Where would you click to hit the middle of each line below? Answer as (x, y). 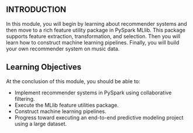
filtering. (25, 98)
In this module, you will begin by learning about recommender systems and (96, 23)
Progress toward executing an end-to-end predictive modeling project (99, 117)
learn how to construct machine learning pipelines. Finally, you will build (93, 42)
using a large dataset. (41, 124)
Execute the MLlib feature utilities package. (66, 105)
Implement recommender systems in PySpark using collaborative (93, 93)
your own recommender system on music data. (63, 49)
